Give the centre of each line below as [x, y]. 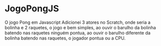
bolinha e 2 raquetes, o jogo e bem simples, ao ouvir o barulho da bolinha [80, 27]
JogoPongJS [32, 9]
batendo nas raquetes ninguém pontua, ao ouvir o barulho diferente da [78, 33]
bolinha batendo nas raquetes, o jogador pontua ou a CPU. [65, 38]
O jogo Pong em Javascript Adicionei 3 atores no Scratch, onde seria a [78, 22]
